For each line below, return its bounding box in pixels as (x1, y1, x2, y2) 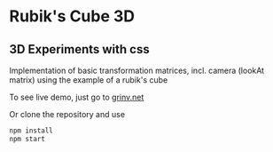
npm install (9, 126, 53, 135)
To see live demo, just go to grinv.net (9, 92, 144, 102)
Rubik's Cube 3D (9, 6, 136, 27)
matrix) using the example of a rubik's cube (9, 75, 168, 85)
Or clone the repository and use (9, 109, 126, 119)
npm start (9, 134, 46, 143)
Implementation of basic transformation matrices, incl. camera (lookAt (9, 65, 264, 76)
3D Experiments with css (9, 42, 150, 57)
